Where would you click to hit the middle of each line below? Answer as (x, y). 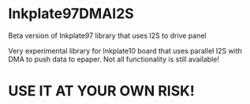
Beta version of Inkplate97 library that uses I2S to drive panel (107, 35)
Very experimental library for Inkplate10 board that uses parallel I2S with (125, 50)
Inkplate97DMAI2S (71, 14)
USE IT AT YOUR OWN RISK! (101, 91)
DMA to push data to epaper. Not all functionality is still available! (114, 59)
